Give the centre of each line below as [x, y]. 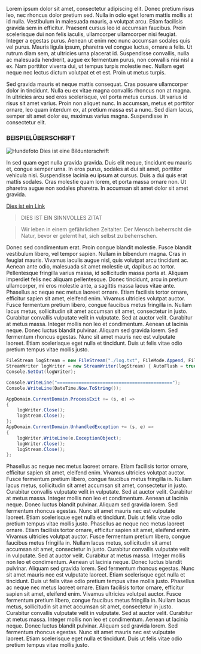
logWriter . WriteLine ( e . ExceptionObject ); [69, 438]
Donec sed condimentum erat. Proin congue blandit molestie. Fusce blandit [99, 247]
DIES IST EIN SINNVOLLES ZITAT [62, 218]
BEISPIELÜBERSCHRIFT [41, 138]
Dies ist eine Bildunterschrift [74, 151]
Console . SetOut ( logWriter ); [41, 372]
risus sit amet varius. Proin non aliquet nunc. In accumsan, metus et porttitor [100, 103]
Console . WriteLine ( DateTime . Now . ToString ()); [64, 388]
